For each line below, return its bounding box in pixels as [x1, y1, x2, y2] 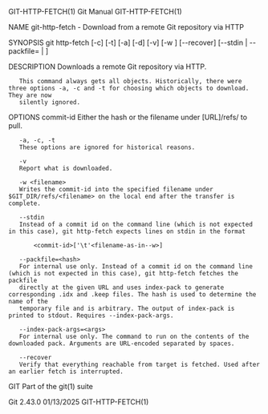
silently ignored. [18, 98, 81, 107]
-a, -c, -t [18, 136, 56, 144]
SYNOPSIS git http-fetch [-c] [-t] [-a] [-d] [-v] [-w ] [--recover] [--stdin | [8, 38, 248, 47]
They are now [8, 91, 52, 99]
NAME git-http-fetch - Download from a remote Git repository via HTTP [8, 22, 245, 31]
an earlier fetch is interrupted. [8, 368, 124, 376]
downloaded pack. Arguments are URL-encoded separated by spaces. [8, 340, 235, 348]
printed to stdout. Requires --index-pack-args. [8, 312, 174, 320]
